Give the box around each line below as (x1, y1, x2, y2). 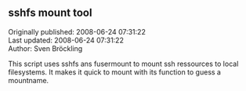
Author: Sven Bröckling (8, 43, 83, 53)
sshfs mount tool (8, 6, 92, 20)
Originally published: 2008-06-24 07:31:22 (8, 27, 147, 36)
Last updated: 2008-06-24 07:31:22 (8, 35, 124, 45)
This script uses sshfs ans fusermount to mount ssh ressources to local (8, 59, 239, 68)
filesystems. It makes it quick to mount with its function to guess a (8, 67, 222, 77)
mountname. (8, 75, 49, 85)
